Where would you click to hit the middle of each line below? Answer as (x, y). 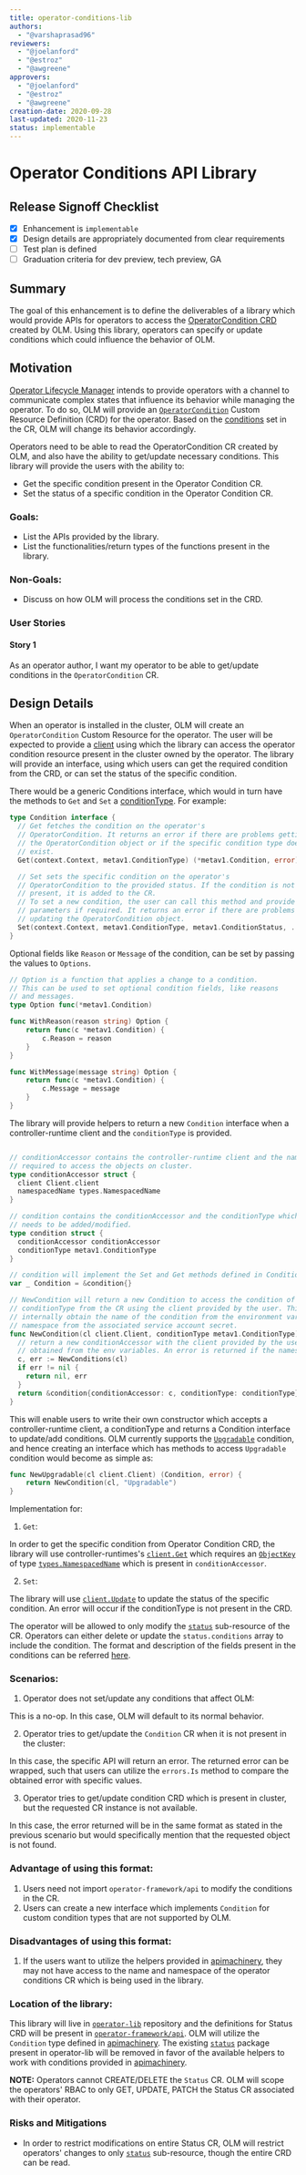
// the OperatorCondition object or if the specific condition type (150, 844)
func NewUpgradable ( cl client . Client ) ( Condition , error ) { (126, 1474)
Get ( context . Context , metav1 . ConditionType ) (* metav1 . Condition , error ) (158, 860)
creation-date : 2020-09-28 (61, 111)
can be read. (46, 2162)
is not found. (33, 1845)
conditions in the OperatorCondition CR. (84, 674)
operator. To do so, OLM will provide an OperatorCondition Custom (135, 409)
